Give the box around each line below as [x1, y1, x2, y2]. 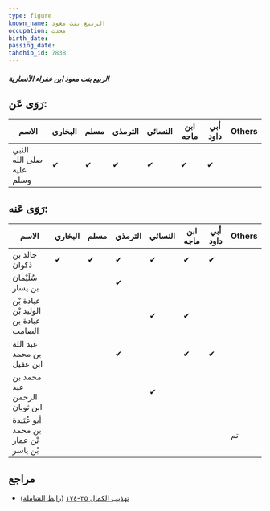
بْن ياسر [12, 444, 39, 456]
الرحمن [12, 391, 38, 403]
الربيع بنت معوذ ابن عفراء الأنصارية [8, 74, 110, 83]
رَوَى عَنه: [8, 201, 48, 215]
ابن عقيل [12, 359, 43, 370]
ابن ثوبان [12, 402, 43, 413]
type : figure [8, 11, 52, 20]
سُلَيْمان [12, 272, 38, 283]
